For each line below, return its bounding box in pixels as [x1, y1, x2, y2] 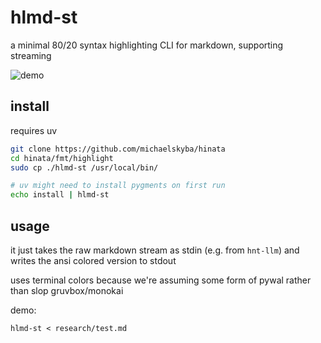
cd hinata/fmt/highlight [10, 153, 114, 163]
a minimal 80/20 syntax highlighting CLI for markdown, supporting [10, 39, 284, 51]
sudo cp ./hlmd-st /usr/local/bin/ [10, 162, 159, 173]
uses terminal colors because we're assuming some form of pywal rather [10, 274, 312, 286]
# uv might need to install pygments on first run [10, 181, 226, 191]
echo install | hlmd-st [10, 190, 110, 200]
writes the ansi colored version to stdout [10, 254, 177, 266]
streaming [10, 49, 52, 61]
